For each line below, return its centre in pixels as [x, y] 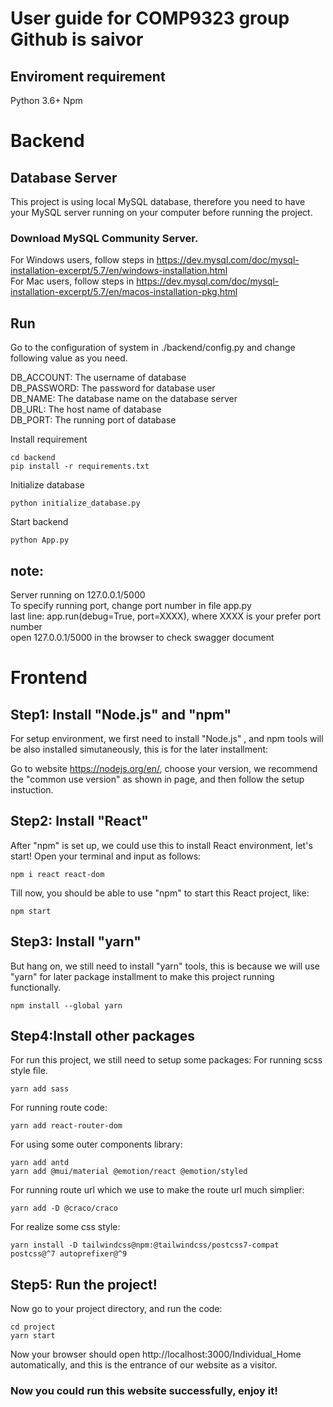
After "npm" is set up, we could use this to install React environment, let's [161, 845]
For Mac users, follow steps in [72, 281]
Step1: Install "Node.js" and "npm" [121, 714]
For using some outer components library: [96, 1144]
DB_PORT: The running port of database [93, 420]
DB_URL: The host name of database [86, 409]
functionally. [36, 987]
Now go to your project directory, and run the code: [116, 1309]
